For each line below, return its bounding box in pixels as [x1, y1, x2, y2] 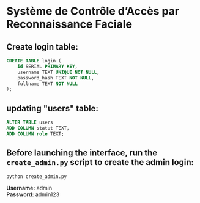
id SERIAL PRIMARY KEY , [17, 63, 78, 70]
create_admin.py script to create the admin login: [6, 157, 194, 168]
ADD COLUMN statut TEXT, [6, 125, 70, 131]
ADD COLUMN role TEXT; [6, 130, 64, 137]
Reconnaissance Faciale [6, 17, 133, 31]
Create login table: [6, 42, 78, 52]
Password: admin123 [6, 191, 60, 198]
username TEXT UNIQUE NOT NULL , [17, 69, 100, 75]
